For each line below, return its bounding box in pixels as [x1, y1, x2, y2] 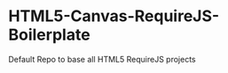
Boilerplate [8, 25, 90, 45]
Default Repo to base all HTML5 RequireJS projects [8, 54, 196, 64]
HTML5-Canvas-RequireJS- [8, 6, 220, 26]
